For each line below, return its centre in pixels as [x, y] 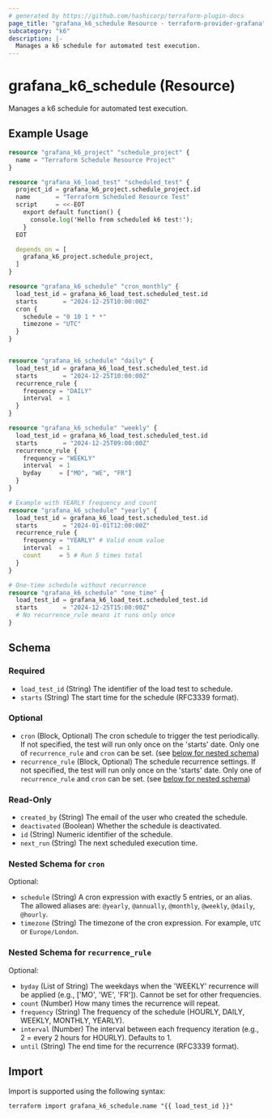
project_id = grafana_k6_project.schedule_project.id [108, 190]
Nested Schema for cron [57, 864]
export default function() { [72, 212]
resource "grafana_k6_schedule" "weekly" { [83, 428]
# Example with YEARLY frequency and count [83, 502]
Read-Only [30, 799]
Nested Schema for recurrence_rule [80, 953]
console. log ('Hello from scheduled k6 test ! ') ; [112, 219]
